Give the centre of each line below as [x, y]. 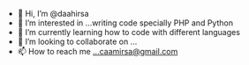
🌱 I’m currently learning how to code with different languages [129, 32]
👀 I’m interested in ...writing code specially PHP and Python [125, 23]
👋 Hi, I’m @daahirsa [53, 14]
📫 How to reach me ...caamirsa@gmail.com [98, 51]
